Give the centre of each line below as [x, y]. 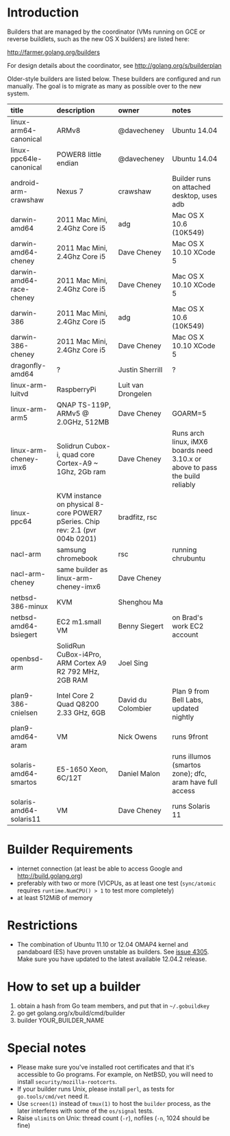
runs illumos [192, 756]
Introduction [43, 13]
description [76, 110]
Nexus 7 [70, 191]
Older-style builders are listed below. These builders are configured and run [114, 79]
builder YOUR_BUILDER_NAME [61, 1020]
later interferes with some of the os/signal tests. [85, 1111]
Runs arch [188, 433]
